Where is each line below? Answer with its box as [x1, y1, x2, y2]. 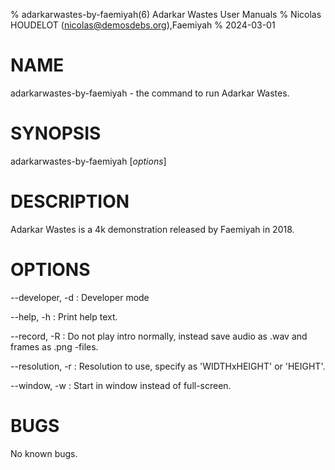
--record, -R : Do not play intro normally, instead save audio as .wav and [10, 330, 308, 342]
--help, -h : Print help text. [10, 310, 118, 323]
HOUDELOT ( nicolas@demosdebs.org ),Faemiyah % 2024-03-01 [10, 19, 276, 31]
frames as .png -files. [10, 340, 99, 353]
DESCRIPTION [10, 190, 130, 213]
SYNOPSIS [10, 122, 102, 145]
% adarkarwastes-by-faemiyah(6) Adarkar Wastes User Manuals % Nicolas [10, 9, 322, 20]
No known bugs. [10, 447, 78, 459]
